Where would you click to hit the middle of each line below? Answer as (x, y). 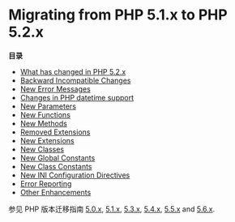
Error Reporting (46, 183)
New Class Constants (56, 166)
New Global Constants (58, 158)
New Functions (45, 114)
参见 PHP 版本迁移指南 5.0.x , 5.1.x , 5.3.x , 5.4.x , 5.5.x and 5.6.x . (112, 209)
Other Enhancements (56, 192)
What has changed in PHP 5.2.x (73, 71)
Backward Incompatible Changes (75, 80)
